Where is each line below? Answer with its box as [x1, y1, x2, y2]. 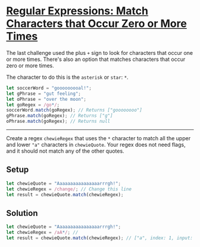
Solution [6, 208, 38, 218]
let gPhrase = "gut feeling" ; [6, 91, 82, 97]
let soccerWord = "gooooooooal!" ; [6, 85, 92, 91]
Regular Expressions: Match [6, 4, 149, 18]
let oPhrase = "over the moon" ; [6, 96, 86, 102]
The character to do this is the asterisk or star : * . [6, 73, 129, 81]
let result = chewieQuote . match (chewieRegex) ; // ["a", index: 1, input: [6, 235, 193, 241]
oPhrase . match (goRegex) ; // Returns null [6, 118, 111, 125]
